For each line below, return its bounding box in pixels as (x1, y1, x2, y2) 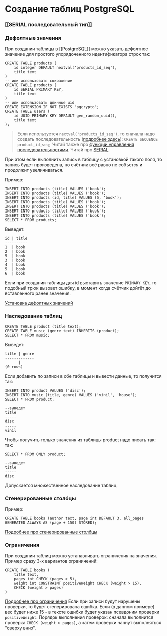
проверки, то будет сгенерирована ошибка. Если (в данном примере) (5, 604, 155, 610)
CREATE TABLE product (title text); (5, 324, 81, 329)
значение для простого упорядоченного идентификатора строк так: (5, 51, 151, 57)
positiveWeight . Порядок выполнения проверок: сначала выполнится (5, 614, 154, 620)
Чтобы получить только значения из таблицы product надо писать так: (5, 437, 156, 443)
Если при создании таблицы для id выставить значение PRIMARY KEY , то (5, 280, 157, 286)
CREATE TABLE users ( (5, 109, 50, 114)
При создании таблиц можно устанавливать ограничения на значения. (5, 553, 157, 559)
